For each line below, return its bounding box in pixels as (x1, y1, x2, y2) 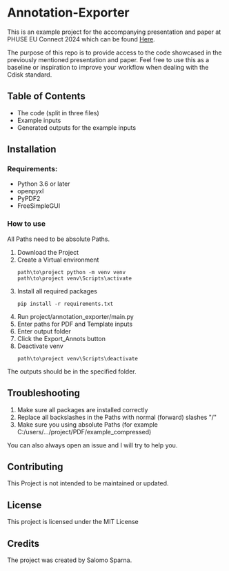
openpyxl (17, 187, 44, 195)
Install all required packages (17, 287, 98, 295)
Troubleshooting (7, 387, 81, 399)
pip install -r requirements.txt (17, 300, 114, 307)
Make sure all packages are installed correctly (17, 405, 148, 414)
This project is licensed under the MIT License (7, 518, 139, 526)
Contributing (7, 461, 63, 472)
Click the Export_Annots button (17, 334, 106, 342)
